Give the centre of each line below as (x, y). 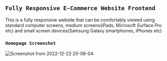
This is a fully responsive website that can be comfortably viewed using (80, 20)
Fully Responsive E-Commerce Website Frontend (80, 8)
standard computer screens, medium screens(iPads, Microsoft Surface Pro (83, 25)
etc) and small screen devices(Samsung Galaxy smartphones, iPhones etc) (84, 30)
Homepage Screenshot (31, 43)
